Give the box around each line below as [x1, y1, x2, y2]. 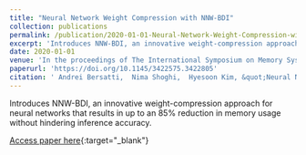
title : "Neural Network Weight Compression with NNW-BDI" [9, 13, 234, 23]
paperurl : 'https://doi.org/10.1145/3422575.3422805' [9, 65, 219, 74]
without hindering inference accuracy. [9, 117, 152, 128]
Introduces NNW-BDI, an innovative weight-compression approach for [9, 98, 273, 108]
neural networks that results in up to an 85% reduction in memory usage [9, 107, 281, 119]
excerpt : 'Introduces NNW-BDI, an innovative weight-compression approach [9, 38, 300, 48]
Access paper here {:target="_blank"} [9, 134, 149, 146]
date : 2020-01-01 [9, 47, 76, 57]
